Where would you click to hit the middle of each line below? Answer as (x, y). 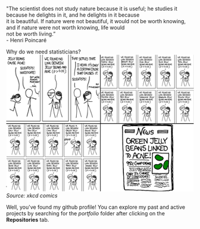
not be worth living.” (31, 34)
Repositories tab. (28, 219)
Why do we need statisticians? (44, 52)
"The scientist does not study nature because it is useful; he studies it (92, 9)
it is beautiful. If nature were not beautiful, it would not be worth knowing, (96, 21)
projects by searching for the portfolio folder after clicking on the (86, 213)
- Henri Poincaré (26, 40)
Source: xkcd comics (32, 195)
